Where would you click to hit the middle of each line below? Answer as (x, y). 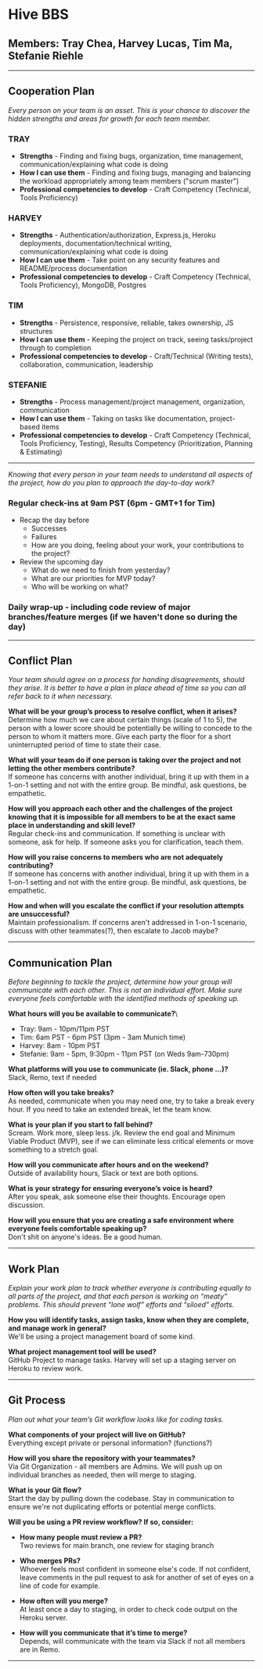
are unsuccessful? (39, 914)
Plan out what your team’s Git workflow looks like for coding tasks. (116, 1419)
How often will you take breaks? (61, 1093)
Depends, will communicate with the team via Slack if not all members (132, 1641)
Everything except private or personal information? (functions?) (110, 1443)
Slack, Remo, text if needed (52, 1078)
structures (36, 331)
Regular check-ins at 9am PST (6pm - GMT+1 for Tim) (112, 502)
